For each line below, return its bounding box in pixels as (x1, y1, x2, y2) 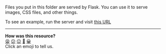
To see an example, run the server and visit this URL (5, 19, 111, 25)
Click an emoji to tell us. (5, 44, 54, 49)
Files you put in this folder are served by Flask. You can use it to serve (5, 4, 148, 10)
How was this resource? (5, 33, 56, 39)
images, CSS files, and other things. (5, 9, 78, 15)
